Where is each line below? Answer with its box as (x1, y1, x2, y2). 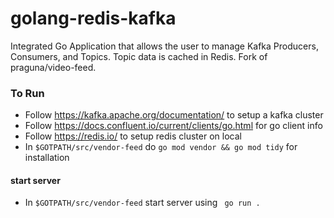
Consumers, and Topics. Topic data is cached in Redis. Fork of (10, 50, 268, 62)
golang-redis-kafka (10, 7, 177, 30)
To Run (10, 86, 45, 100)
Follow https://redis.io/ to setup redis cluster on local (24, 130, 242, 142)
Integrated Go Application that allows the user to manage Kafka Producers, (10, 40, 319, 52)
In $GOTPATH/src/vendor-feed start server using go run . (24, 197, 261, 209)
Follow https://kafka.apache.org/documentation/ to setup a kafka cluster (24, 109, 324, 121)
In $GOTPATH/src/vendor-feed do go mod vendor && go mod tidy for (24, 141, 298, 153)
